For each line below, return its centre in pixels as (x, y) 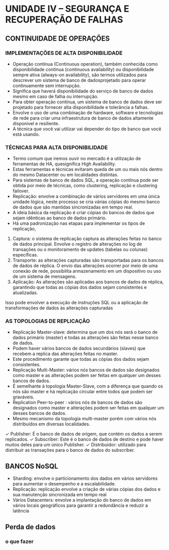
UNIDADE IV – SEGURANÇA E (67, 9)
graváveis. (23, 397)
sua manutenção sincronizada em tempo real (59, 495)
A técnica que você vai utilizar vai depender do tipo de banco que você (87, 129)
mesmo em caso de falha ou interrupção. (55, 96)
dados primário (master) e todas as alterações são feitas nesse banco (85, 338)
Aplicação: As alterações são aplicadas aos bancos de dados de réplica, (88, 282)
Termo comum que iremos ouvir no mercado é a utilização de (77, 159)
